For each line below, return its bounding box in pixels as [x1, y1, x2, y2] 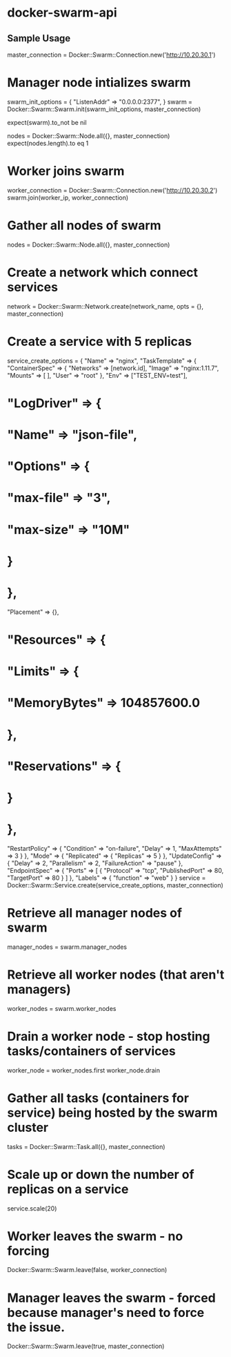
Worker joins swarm [7, 164, 125, 179]
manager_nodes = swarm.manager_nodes [7, 943, 128, 951]
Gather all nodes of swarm [7, 218, 161, 233]
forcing [7, 1243, 50, 1258]
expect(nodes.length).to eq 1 [7, 139, 89, 147]
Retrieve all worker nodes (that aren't [7, 967, 225, 982]
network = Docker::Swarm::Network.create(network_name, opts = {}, [7, 302, 204, 310]
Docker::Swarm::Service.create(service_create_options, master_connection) [7, 880, 224, 889]
